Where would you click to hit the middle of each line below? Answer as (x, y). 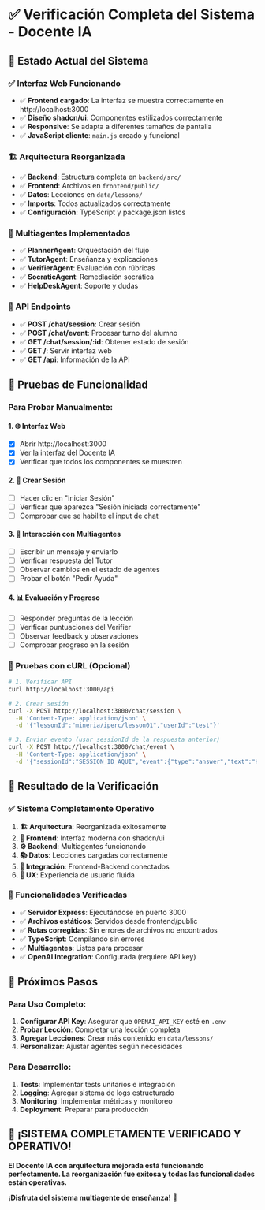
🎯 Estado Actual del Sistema (78, 61)
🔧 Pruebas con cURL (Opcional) (69, 665)
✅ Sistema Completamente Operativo (81, 809)
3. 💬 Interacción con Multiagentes (65, 534)
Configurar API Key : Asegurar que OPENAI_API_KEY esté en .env (123, 1022)
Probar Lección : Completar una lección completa (100, 1029)
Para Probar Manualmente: (61, 408)
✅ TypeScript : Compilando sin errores (82, 939)
